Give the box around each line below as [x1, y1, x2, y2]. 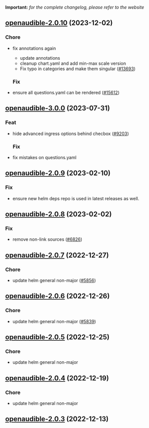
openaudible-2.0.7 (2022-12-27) [5, 251, 109, 259]
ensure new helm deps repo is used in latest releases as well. [12, 195, 139, 201]
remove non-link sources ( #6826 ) [12, 236, 83, 242]
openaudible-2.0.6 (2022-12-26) [5, 292, 110, 301]
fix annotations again [12, 45, 56, 51]
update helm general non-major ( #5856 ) [12, 277, 96, 283]
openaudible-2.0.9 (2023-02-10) [5, 169, 111, 178]
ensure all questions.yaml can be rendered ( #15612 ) [12, 89, 120, 95]
